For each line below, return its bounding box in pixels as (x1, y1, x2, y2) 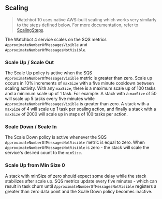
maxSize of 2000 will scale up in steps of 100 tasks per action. (5, 111, 128, 117)
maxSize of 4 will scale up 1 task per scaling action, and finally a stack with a (5, 106, 156, 112)
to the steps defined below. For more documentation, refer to (16, 22, 139, 28)
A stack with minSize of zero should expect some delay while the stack (5, 173, 147, 179)
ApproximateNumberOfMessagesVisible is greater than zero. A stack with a (5, 101, 149, 107)
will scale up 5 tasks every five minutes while (5, 96, 95, 101)
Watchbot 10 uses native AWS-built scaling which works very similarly (16, 17, 157, 22)
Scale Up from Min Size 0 (5, 162, 65, 169)
